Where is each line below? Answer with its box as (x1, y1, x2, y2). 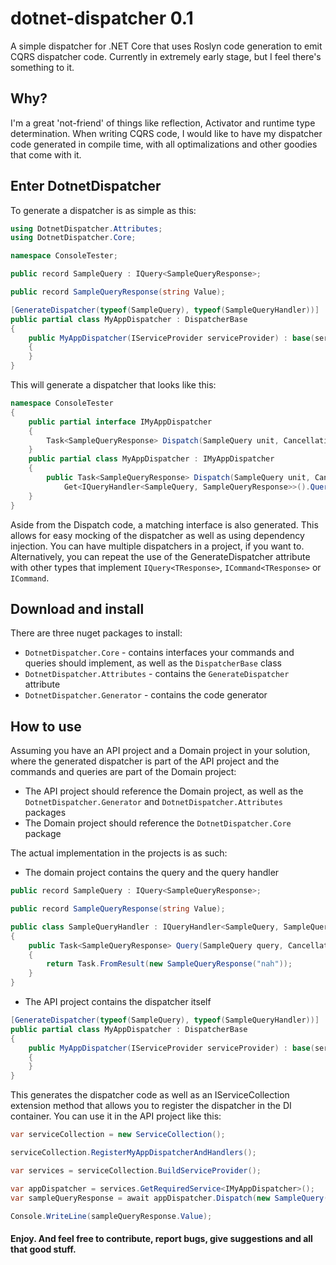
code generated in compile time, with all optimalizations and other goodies (10, 138, 318, 150)
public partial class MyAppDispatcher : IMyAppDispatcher (28, 454, 275, 464)
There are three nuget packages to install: (10, 627, 183, 639)
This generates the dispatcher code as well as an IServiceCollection (10, 1089, 290, 1101)
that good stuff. (10, 1243, 77, 1256)
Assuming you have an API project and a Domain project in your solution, (10, 745, 311, 757)
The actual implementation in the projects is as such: (10, 847, 228, 859)
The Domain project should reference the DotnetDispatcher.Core (24, 817, 292, 829)
